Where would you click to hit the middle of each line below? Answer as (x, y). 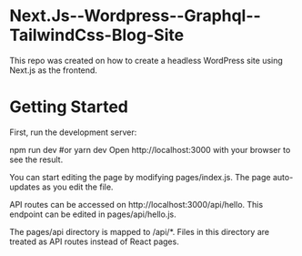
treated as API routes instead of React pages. (94, 241)
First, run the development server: (73, 132)
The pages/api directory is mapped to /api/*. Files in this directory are (140, 231)
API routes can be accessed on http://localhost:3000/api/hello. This (136, 204)
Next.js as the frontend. (54, 70)
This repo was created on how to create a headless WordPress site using (146, 60)
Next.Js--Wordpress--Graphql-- (135, 16)
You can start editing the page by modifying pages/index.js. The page (140, 177)
